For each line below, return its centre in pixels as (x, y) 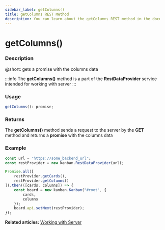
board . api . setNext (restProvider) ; (49, 208)
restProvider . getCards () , (41, 176)
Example (16, 148)
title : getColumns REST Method (37, 14)
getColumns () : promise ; (29, 107)
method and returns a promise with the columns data (59, 135)
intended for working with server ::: (41, 84)
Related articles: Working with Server (43, 222)
